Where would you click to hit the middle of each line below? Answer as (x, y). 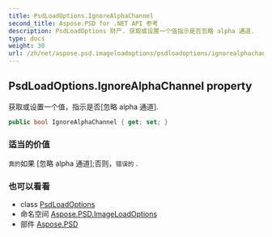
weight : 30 (27, 46)
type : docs (27, 38)
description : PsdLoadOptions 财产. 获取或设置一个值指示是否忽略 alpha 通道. (132, 31)
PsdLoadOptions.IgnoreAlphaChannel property (130, 86)
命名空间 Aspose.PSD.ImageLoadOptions (89, 214)
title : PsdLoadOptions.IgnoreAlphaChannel (81, 16)
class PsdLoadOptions (57, 205)
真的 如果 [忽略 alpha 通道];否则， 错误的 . (73, 163)
